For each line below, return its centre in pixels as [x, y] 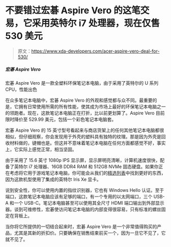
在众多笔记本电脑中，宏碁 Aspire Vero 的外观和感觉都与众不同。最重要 [79, 100]
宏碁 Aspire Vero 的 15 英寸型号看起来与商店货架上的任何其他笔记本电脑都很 [85, 130]
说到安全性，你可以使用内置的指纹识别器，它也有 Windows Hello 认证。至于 [85, 190]
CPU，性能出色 [21, 89]
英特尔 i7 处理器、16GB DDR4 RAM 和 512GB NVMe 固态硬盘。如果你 [86, 166]
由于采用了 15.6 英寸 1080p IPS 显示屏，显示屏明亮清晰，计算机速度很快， [83, 160]
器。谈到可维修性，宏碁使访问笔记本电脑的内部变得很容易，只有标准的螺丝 [83, 209]
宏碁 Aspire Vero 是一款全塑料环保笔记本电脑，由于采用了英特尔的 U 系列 [82, 83]
